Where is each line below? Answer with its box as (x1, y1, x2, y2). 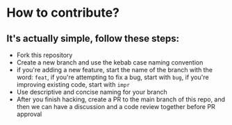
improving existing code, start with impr (16, 81, 130, 88)
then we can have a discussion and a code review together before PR (16, 103, 216, 110)
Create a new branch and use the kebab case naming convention (16, 58, 204, 67)
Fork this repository (16, 51, 73, 59)
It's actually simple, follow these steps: (6, 33, 180, 44)
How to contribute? (6, 5, 119, 21)
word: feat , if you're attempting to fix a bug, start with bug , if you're (16, 73, 209, 81)
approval (16, 110, 42, 118)
